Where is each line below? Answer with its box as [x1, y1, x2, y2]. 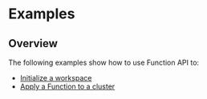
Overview [8, 37, 59, 50]
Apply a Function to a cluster [19, 81, 116, 91]
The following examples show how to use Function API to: [8, 57, 199, 67]
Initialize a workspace [19, 73, 92, 82]
